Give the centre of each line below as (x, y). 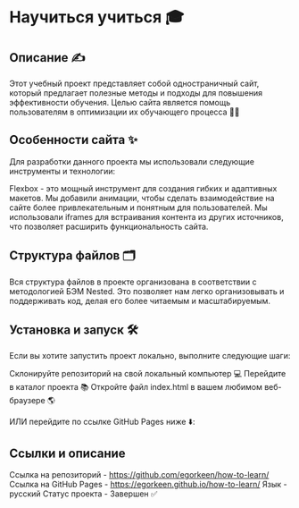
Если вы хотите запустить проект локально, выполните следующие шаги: (150, 356)
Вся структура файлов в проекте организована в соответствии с (133, 282)
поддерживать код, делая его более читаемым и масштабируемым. (140, 301)
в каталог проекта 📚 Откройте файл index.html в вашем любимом (136, 387)
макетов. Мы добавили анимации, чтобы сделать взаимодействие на (142, 198)
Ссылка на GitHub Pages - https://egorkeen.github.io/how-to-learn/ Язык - (148, 485)
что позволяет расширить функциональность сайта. (109, 226)
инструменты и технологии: (62, 171)
